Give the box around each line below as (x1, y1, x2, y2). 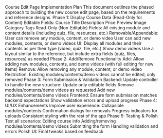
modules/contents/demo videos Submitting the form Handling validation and (5, 123, 158, 129)
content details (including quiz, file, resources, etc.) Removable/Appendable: (5, 30, 159, 36)
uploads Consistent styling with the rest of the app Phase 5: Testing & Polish (5, 113, 158, 118)
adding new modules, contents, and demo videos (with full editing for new (5, 61, 154, 67)
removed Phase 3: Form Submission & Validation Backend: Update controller (5, 77, 158, 82)
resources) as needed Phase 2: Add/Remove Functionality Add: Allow (5, 56, 145, 61)
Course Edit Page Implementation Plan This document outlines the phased (5, 4, 154, 10)
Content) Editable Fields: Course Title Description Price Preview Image (5, 20, 147, 25)
